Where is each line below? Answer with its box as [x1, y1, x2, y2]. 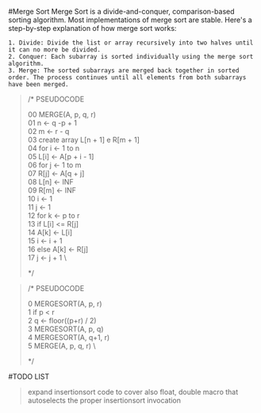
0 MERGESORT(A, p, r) [27, 299, 102, 308]
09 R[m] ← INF [27, 185, 77, 195]
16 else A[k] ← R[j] [27, 245, 89, 254]
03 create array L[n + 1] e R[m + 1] [27, 135, 140, 144]
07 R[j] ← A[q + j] [27, 169, 85, 178]
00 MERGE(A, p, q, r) [27, 110, 97, 119]
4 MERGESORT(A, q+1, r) [27, 333, 110, 342]
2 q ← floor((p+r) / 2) [27, 316, 97, 325]
